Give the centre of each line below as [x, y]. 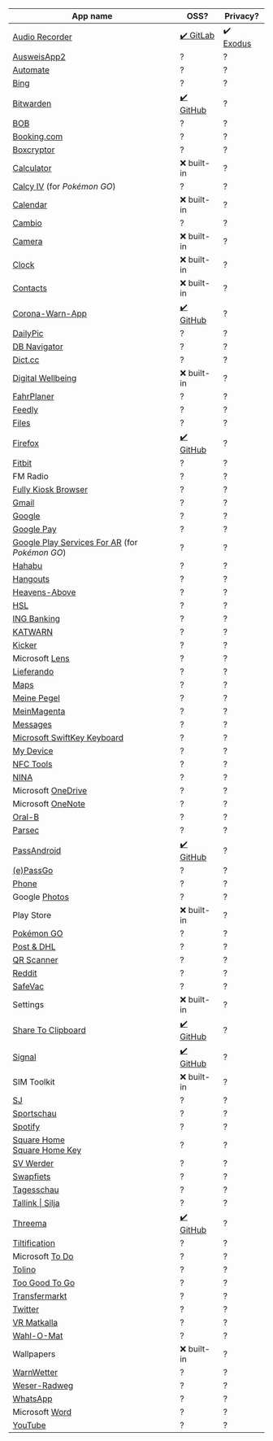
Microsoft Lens [41, 658]
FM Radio [30, 476]
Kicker [25, 645]
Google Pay [35, 529]
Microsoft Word [42, 1412]
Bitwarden [32, 103]
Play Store [32, 915]
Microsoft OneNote [49, 803]
